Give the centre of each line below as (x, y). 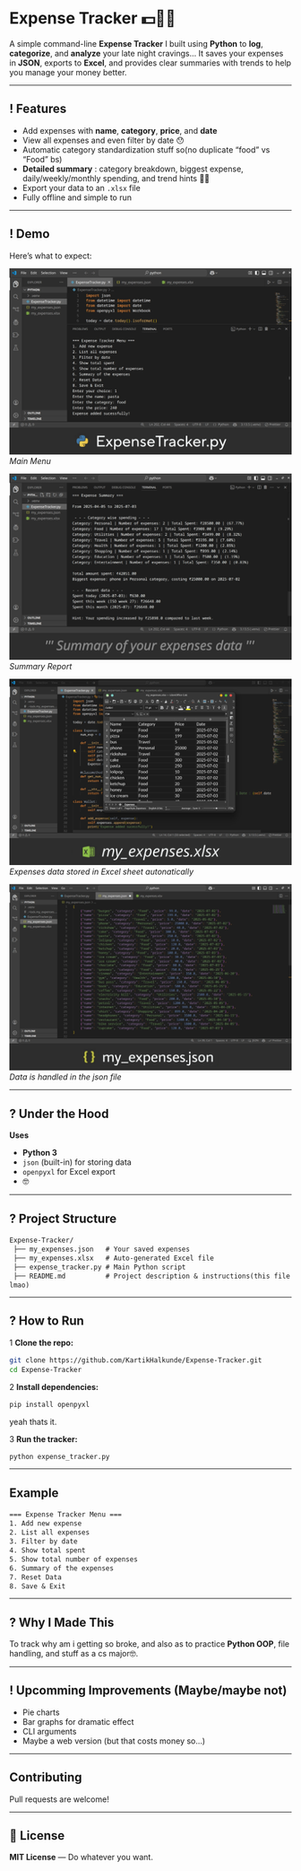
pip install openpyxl (50, 1404)
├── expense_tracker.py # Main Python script (99, 1268)
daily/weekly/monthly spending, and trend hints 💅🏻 (116, 178)
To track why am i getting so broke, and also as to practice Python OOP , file (150, 1644)
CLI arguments (49, 1731)
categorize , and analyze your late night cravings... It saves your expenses (146, 53)
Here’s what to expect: (51, 256)
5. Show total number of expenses (74, 1560)
